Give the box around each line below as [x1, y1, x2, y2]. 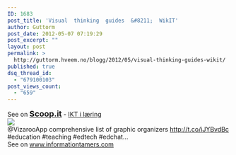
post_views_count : [7, 83, 61, 90]
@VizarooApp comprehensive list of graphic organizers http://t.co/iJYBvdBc [7, 125, 230, 134]
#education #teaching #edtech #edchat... [7, 132, 129, 142]
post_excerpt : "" [7, 37, 59, 44]
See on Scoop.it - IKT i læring [7, 109, 102, 119]
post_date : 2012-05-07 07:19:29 [7, 30, 102, 38]
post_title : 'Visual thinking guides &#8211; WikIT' [7, 17, 179, 24]
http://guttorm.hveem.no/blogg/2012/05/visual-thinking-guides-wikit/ [13, 57, 226, 64]
